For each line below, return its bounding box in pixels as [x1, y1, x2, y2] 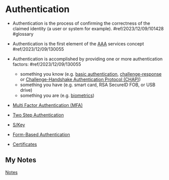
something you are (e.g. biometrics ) [20, 92, 95, 98]
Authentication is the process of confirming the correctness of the [12, 20, 150, 26]
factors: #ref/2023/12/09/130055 [12, 61, 82, 67]
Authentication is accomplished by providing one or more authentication [12, 55, 163, 62]
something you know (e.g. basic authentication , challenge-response [20, 71, 162, 77]
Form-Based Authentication [12, 131, 71, 137]
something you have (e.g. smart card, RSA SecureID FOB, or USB [20, 82, 155, 88]
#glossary [12, 31, 34, 37]
